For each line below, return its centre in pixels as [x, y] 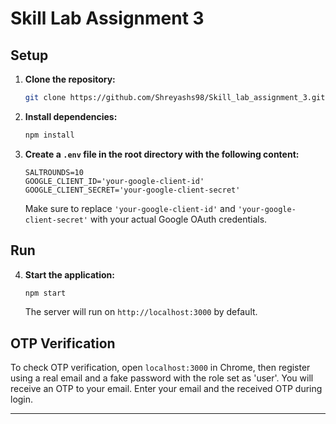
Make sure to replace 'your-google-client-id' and [130, 208]
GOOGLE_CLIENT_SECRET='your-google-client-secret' [132, 190]
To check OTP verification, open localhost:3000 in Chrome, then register [160, 368]
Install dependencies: [71, 116]
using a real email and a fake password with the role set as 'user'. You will [162, 378]
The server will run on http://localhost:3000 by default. [141, 312]
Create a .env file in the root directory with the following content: [162, 154]
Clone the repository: [70, 79]
